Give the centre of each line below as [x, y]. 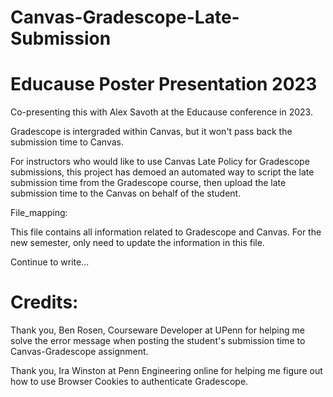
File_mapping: [39, 213]
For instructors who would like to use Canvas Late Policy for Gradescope [160, 162]
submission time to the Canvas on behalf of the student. [126, 193]
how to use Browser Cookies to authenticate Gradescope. [129, 382]
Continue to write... [50, 262]
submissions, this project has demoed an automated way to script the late [162, 172]
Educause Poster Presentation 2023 [164, 84]
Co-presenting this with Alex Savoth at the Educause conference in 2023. [161, 112]
